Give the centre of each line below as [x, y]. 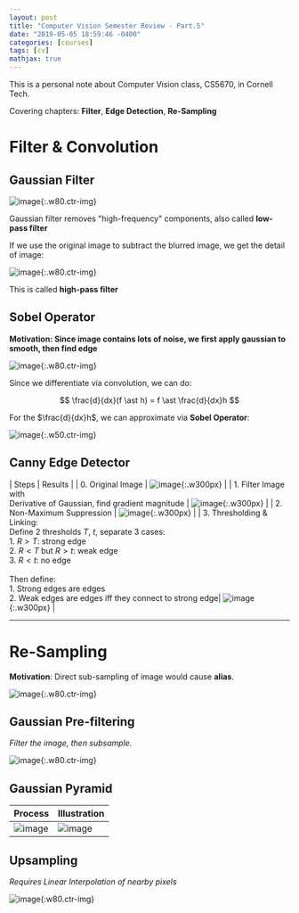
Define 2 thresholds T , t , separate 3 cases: [88, 531]
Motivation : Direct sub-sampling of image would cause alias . [121, 676]
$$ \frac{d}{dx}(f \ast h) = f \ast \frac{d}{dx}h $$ [149, 400]
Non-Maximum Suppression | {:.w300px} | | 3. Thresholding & [139, 513]
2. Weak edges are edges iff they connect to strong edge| [115, 597]
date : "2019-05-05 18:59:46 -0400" [75, 34]
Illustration [81, 814]
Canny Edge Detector [70, 463]
